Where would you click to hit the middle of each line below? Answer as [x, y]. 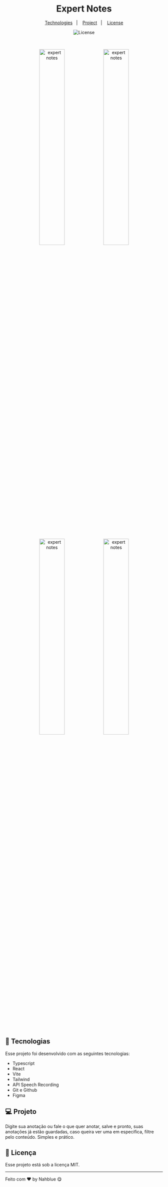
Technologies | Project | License [84, 23]
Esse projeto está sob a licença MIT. [42, 1165]
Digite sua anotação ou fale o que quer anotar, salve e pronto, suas [74, 1126]
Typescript [23, 1063]
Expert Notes [84, 9]
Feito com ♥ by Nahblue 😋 [33, 1179]
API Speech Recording [35, 1085]
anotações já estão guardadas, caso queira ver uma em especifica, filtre [79, 1132]
